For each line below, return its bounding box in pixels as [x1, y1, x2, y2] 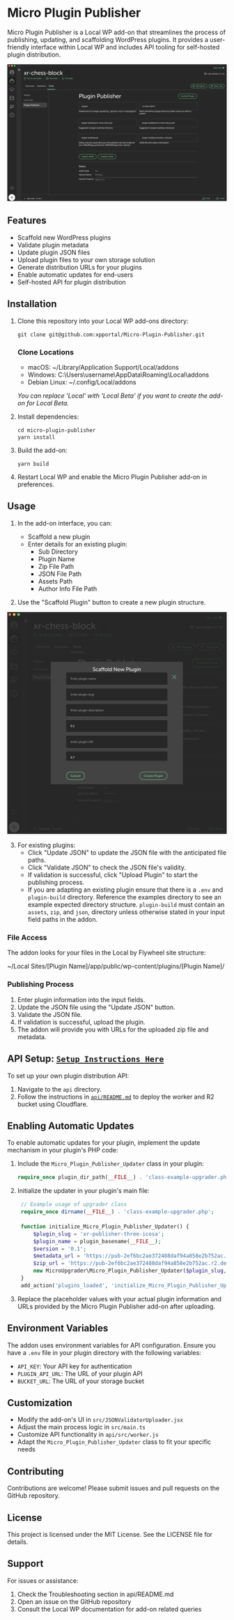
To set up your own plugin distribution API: [7, 1071, 130, 1080]
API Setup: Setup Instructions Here [7, 1053, 164, 1065]
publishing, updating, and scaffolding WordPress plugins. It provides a [7, 35, 209, 43]
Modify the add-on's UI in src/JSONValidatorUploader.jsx [17, 1415, 183, 1424]
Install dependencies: [17, 412, 79, 421]
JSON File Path [38, 570, 82, 578]
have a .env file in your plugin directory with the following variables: [7, 1348, 202, 1357]
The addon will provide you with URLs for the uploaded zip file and [17, 1025, 209, 1034]
